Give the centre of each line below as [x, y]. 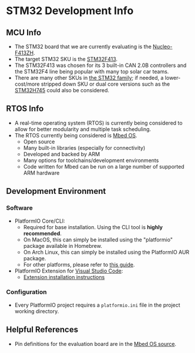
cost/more [27, 84]
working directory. [37, 311]
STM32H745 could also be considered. [62, 90]
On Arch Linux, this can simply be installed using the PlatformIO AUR [106, 252]
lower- [173, 78]
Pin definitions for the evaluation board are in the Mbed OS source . [95, 344]
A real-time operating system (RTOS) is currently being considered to [99, 123]
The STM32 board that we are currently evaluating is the [83, 46]
